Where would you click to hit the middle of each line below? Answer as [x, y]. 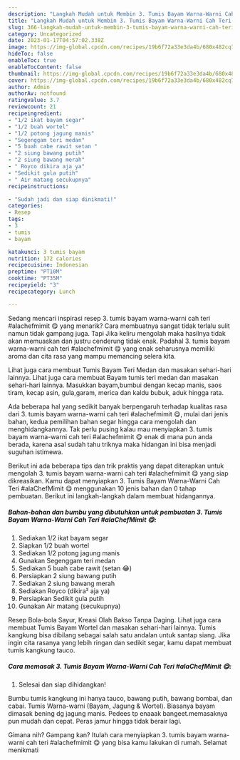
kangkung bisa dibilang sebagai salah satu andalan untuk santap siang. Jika [119, 635]
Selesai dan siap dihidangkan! [62, 684]
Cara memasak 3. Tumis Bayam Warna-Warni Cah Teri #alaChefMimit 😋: [120, 667]
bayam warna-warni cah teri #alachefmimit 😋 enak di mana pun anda [110, 436]
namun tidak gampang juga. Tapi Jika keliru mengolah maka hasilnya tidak [117, 333]
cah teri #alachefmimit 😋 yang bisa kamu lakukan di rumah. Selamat [126, 742]
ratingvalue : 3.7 [34, 101]
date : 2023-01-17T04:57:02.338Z [56, 41]
